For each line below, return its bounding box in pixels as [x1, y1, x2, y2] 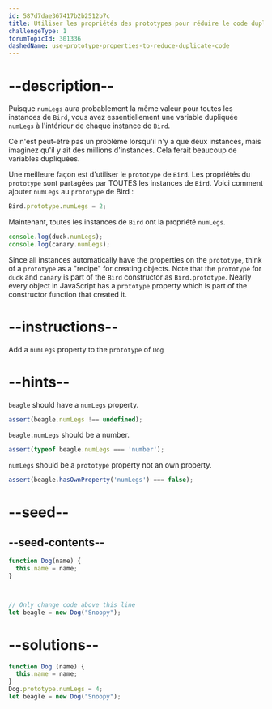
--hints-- [8, 373, 70, 391]
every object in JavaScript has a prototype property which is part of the [8, 280, 248, 290]
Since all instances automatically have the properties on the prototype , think [8, 254, 262, 264]
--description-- [8, 77, 115, 96]
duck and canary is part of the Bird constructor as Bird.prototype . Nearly [8, 272, 252, 282]
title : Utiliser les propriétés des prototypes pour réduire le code [8, 19, 249, 28]
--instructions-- [8, 318, 119, 336]
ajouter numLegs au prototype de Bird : [8, 187, 134, 197]
